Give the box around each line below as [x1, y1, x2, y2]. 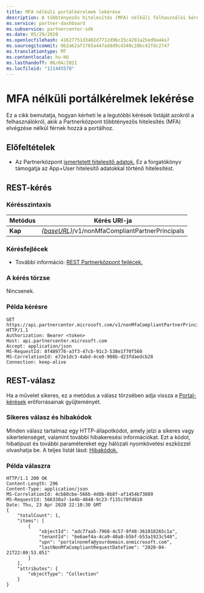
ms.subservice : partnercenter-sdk [6, 26, 94, 32]
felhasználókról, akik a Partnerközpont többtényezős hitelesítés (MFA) [6, 118, 181, 125]
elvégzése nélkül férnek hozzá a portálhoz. [6, 125, 114, 132]
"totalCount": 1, [17, 513, 61, 519]
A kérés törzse [6, 274, 50, 283]
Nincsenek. [6, 287, 35, 295]
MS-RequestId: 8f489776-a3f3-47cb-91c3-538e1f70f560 [6, 348, 143, 354]
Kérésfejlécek [6, 244, 49, 253]
